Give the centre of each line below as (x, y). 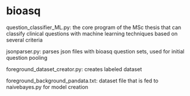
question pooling (27, 57)
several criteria (24, 40)
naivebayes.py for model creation (47, 87)
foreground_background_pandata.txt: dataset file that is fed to (82, 81)
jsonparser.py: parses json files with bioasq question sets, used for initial (95, 51)
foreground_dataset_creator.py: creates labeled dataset (74, 69)
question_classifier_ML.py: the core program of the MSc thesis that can (94, 27)
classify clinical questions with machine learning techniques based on (92, 33)
